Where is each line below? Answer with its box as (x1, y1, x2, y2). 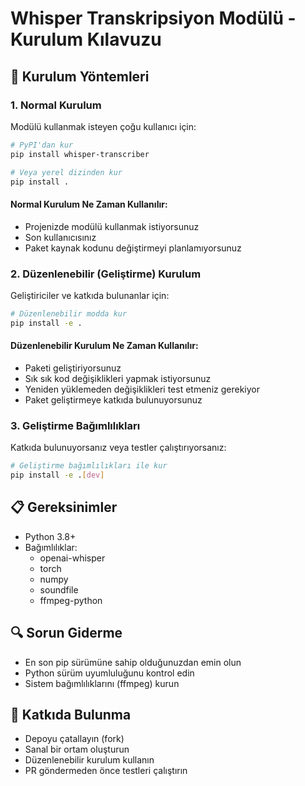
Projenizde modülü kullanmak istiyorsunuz (24, 220, 200, 232)
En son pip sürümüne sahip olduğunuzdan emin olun (24, 656, 242, 668)
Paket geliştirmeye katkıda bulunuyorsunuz (24, 393, 203, 406)
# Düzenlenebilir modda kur (10, 308, 128, 319)
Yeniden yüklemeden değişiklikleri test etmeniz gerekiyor (24, 383, 260, 395)
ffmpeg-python (39, 594, 103, 606)
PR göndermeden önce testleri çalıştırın (24, 765, 188, 777)
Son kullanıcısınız (24, 231, 97, 243)
